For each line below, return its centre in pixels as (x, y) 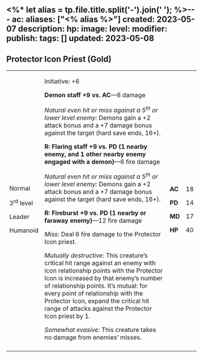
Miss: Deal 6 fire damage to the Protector (103, 234)
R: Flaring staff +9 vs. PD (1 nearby (96, 146)
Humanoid (24, 231)
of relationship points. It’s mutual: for (96, 286)
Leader (19, 217)
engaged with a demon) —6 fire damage (102, 161)
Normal (20, 188)
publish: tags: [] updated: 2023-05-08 (80, 39)
